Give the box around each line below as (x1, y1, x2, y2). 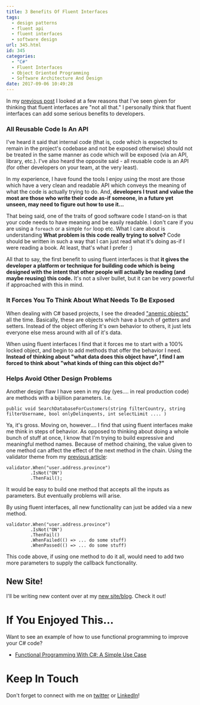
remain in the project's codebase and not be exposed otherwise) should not (6, 145, 193, 152)
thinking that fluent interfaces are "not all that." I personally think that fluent (6, 104, 191, 111)
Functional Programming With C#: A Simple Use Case (14, 651, 147, 658)
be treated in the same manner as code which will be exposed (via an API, (6, 151, 188, 158)
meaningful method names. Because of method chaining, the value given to (6, 440, 192, 447)
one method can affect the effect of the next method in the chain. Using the (6, 446, 192, 454)
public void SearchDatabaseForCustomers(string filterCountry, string (6, 406, 186, 412)
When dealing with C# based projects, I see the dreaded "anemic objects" (6, 309, 189, 317)
